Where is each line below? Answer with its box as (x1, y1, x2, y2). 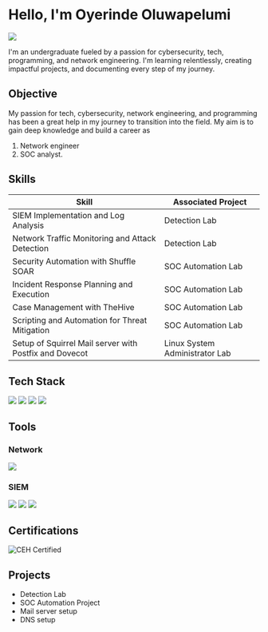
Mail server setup (19, 606, 78, 616)
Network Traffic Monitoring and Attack (12, 233, 156, 244)
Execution (12, 288, 50, 300)
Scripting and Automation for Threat (12, 314, 148, 325)
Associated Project (172, 196, 247, 207)
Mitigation (12, 324, 50, 336)
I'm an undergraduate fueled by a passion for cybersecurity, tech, (8, 46, 225, 57)
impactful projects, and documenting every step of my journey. (8, 64, 215, 74)
